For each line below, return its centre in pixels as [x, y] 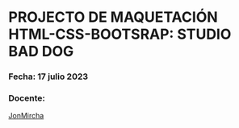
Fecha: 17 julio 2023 [48, 76]
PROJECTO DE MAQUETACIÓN [113, 17]
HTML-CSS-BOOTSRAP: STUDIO [120, 34]
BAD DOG [41, 52]
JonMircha [26, 116]
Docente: [27, 98]
